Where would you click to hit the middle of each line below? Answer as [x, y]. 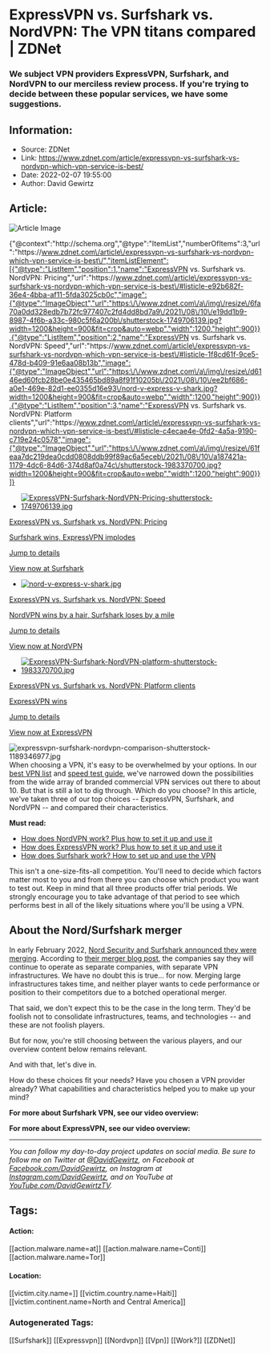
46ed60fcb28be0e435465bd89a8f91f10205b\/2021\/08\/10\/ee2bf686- [129, 379]
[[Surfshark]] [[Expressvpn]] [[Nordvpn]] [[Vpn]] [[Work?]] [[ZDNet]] [122, 1340]
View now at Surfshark [46, 568]
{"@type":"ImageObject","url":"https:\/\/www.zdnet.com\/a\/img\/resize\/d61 [135, 371]
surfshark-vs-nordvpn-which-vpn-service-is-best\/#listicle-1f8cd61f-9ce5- [134, 354]
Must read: [28, 823]
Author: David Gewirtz [57, 183]
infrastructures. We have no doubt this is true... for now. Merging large [125, 975]
